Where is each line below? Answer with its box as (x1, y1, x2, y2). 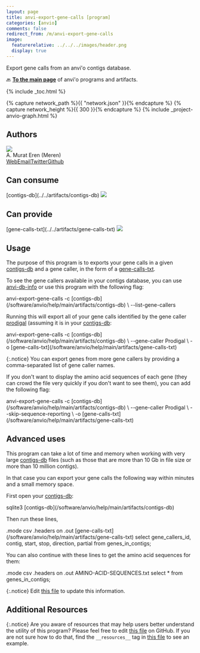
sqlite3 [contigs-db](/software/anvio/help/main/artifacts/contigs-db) (6, 504, 175, 511)
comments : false (6, 25, 47, 32)
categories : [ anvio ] (6, 20, 58, 26)
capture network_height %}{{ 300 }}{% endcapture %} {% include (6, 105, 170, 113)
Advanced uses (6, 434, 66, 444)
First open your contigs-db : (6, 492, 73, 499)
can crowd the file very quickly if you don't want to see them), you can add (6, 380, 191, 386)
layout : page (6, 8, 39, 15)
